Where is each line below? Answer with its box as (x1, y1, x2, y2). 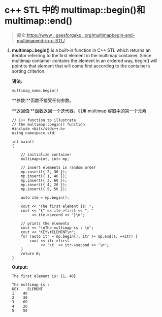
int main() (11, 139, 34, 144)
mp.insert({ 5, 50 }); (21, 187, 67, 191)
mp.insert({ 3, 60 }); (21, 178, 67, 183)
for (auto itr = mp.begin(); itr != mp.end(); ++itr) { (21, 234, 138, 239)
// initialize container (21, 152, 72, 157)
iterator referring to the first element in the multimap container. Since (11, 52, 152, 58)
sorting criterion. (11, 68, 46, 74)
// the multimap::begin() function (11, 122, 85, 127)
